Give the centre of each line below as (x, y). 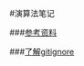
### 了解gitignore (42, 52)
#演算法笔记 (32, 13)
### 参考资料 (33, 33)
